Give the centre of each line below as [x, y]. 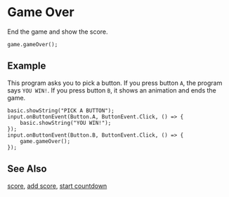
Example [27, 66]
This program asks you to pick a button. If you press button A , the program [115, 83]
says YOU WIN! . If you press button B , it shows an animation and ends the [112, 90]
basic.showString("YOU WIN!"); [66, 123]
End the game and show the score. [58, 32]
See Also [27, 169]
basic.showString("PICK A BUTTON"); [61, 110]
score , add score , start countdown [57, 186]
